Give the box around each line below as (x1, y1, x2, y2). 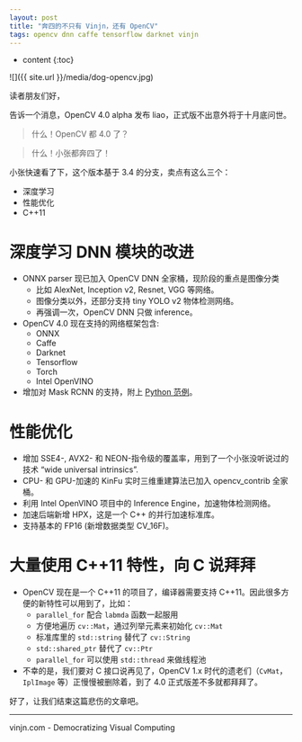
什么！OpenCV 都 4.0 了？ (31, 129, 129, 139)
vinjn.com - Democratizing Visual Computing (9, 722, 175, 733)
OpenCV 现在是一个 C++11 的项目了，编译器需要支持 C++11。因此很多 (22, 586, 281, 598)
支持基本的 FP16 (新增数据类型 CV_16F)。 (22, 521, 173, 532)
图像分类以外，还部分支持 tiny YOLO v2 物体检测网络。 (35, 296, 239, 307)
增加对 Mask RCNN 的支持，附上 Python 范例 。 (22, 387, 198, 398)
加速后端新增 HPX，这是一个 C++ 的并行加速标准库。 (22, 509, 220, 520)
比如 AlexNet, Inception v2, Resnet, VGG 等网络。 (35, 284, 219, 295)
